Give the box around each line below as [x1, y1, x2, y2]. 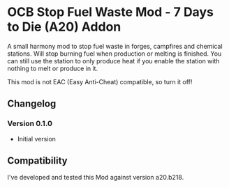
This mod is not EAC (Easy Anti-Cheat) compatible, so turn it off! [7, 77, 193, 86]
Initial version [17, 134, 56, 143]
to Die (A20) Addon [7, 19, 121, 35]
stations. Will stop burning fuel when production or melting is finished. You [7, 49, 222, 58]
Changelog [7, 98, 57, 110]
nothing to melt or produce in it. [7, 64, 98, 72]
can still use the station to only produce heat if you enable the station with [7, 56, 220, 65]
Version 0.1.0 [7, 119, 52, 129]
